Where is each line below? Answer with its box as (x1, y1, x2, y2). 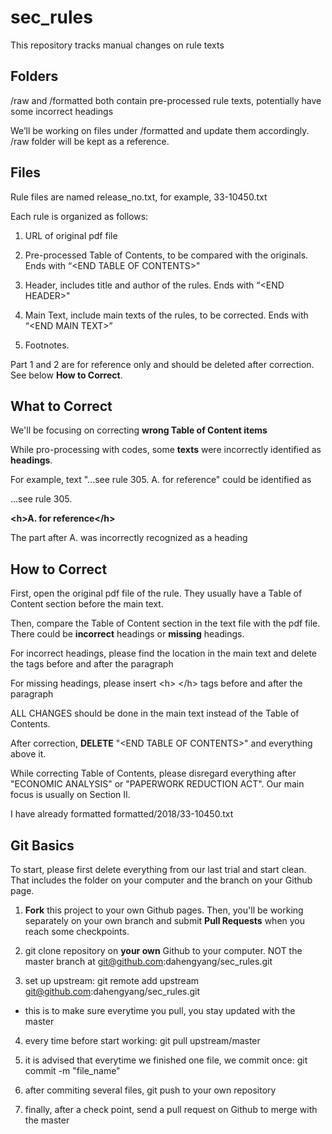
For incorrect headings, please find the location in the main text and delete (10, 647, 318, 660)
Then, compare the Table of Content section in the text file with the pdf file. (10, 617, 321, 630)
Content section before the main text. (10, 598, 164, 610)
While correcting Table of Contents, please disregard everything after (10, 767, 297, 780)
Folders (10, 68, 59, 85)
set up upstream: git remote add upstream (24, 975, 200, 986)
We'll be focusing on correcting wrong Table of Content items (10, 424, 268, 436)
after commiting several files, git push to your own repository (24, 1084, 277, 1096)
